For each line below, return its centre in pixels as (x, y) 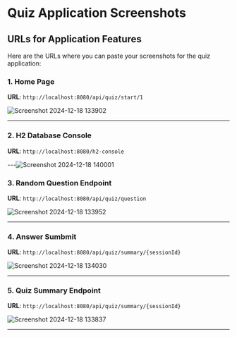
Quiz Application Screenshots (97, 13)
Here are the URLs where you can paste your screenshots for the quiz (109, 56)
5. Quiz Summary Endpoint (54, 290)
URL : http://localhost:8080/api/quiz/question (77, 198)
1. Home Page (31, 81)
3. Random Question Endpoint (60, 183)
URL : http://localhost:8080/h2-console (66, 151)
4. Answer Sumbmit (42, 236)
